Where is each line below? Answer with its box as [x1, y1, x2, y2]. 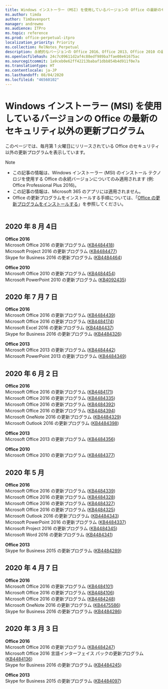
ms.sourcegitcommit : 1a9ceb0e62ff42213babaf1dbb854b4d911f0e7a [5, 59, 140, 64]
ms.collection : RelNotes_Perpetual [5, 45, 79, 50]
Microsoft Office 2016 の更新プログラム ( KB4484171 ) [5, 389, 113, 395]
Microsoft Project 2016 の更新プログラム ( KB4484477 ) [5, 248, 117, 254]
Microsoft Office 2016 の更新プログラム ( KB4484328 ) [5, 494, 116, 500]
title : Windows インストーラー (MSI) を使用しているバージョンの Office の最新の [5, 7, 161, 13]
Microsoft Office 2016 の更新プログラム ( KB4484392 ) [5, 401, 116, 407]
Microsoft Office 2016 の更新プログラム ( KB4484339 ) [5, 488, 116, 494]
